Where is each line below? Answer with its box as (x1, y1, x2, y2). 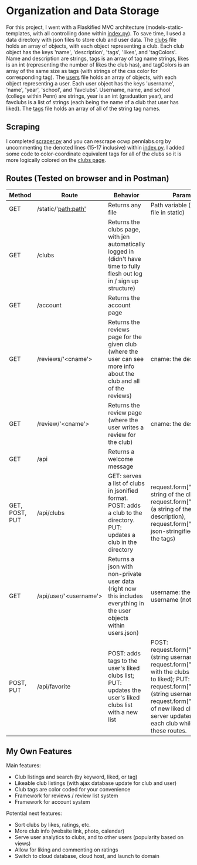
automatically (108, 240, 145, 248)
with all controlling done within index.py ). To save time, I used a (32, 29, 186, 37)
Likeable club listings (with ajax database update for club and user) (14, 780, 177, 787)
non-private (108, 569, 142, 578)
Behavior (113, 191, 140, 199)
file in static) (150, 208, 185, 216)
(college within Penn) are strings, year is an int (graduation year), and (6, 92, 174, 100)
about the (108, 369, 135, 377)
